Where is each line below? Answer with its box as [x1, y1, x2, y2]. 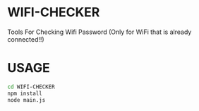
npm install [7, 90, 42, 97]
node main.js [7, 96, 46, 103]
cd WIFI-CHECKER [7, 83, 55, 90]
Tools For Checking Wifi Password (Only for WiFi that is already [7, 28, 192, 36]
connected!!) [7, 35, 44, 43]
